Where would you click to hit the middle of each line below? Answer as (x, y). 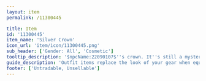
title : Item (21, 29)
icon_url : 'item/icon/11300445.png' (53, 46)
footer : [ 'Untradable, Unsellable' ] (53, 68)
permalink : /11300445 (34, 18)
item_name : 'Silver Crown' (41, 40)
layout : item (23, 12)
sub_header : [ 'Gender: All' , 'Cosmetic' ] (60, 51)
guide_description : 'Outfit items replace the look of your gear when (98, 62)
